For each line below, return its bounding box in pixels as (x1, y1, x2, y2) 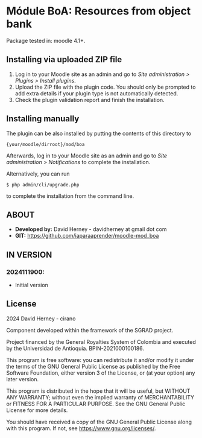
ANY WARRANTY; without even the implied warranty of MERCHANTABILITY (6, 393, 195, 401)
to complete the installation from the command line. (6, 192, 134, 200)
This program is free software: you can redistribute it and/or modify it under (6, 356, 194, 363)
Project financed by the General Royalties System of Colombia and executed (6, 338, 196, 345)
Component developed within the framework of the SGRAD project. (6, 326, 174, 334)
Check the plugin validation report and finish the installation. (14, 96, 165, 103)
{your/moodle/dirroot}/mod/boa (6, 141, 85, 147)
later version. (6, 375, 39, 382)
